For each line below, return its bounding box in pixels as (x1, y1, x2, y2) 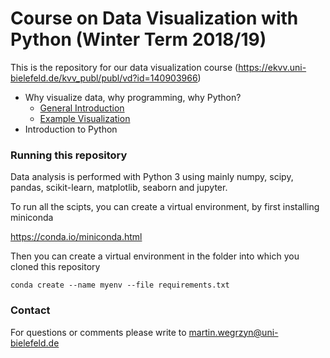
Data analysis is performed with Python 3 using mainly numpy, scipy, (10, 171, 294, 183)
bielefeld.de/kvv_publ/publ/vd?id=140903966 (10, 72, 198, 84)
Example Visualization (39, 112, 131, 124)
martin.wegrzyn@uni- (188, 326, 279, 338)
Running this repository (10, 148, 128, 162)
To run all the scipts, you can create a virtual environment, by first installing (10, 201, 320, 213)
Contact (10, 303, 51, 317)
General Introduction (39, 102, 125, 114)
